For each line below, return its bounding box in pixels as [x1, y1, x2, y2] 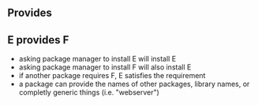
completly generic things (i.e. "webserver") [18, 88, 159, 97]
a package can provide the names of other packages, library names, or [18, 79, 250, 89]
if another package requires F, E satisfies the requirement [18, 71, 206, 81]
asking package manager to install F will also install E [18, 62, 192, 72]
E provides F [7, 33, 69, 47]
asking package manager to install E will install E [18, 54, 177, 64]
